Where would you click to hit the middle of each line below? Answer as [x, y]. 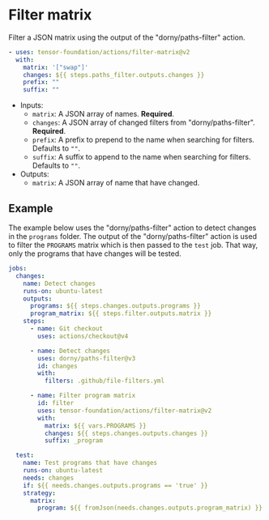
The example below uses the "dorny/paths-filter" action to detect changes [132, 228]
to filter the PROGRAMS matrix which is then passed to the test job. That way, [133, 245]
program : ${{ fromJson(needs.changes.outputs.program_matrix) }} [150, 508]
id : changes [58, 366]
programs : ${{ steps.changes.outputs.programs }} [115, 306]
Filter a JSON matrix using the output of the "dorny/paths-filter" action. [127, 37]
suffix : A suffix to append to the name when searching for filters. [141, 157]
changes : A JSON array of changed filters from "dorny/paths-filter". [143, 122]
